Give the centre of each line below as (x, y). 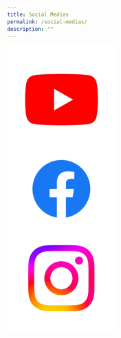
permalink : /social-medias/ (47, 22)
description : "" (30, 29)
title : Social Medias (38, 14)
